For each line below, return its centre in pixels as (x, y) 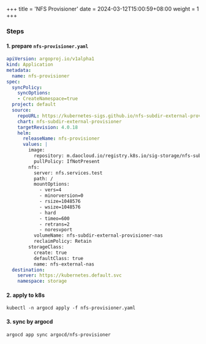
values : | (35, 144)
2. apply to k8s (25, 295)
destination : (29, 270)
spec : (13, 82)
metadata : (19, 70)
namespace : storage (42, 281)
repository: (49, 156)
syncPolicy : (27, 87)
